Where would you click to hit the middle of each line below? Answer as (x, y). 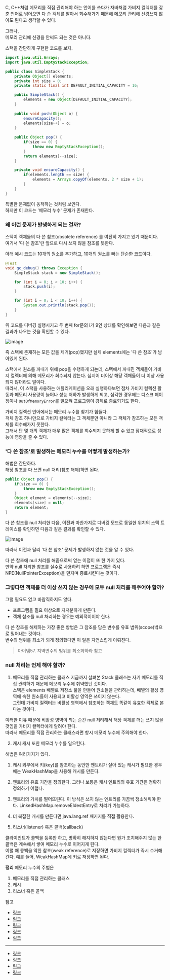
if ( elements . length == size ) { (56, 175)
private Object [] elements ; (44, 76)
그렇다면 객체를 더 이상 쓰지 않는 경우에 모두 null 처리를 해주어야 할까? (85, 587)
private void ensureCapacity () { (50, 170)
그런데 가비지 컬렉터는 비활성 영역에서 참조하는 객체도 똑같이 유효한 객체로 (86, 703)
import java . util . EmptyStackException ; (47, 62)
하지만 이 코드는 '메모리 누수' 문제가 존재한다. (50, 210)
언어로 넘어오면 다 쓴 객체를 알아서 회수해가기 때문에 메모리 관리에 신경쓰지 (84, 14)
